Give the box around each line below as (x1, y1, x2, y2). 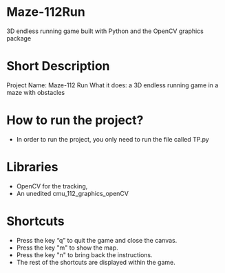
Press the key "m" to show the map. (16, 243, 118, 252)
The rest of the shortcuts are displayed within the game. (16, 258, 176, 266)
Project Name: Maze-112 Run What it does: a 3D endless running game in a (6, 80, 219, 89)
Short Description (6, 58, 111, 74)
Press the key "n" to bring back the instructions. (16, 250, 153, 259)
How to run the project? (6, 113, 144, 128)
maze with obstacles (6, 88, 65, 96)
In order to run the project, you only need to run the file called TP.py (16, 135, 209, 143)
